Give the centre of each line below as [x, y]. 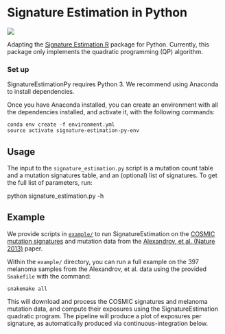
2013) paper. [25, 248]
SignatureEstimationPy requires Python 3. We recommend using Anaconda [113, 84]
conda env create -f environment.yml [61, 125]
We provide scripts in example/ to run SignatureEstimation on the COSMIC [111, 233]
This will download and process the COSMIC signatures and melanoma [107, 301]
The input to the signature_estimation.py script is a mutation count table [110, 168]
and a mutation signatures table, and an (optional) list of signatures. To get [112, 175]
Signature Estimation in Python [97, 13]
